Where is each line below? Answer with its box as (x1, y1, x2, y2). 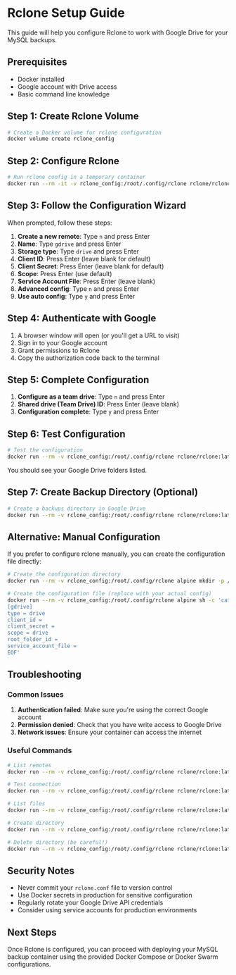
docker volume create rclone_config (7, 135, 114, 142)
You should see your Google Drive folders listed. (7, 466, 147, 474)
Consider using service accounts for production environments (17, 906, 197, 914)
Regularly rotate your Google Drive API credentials (17, 898, 164, 907)
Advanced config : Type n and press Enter (17, 284, 140, 293)
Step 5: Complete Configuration (7, 373, 150, 385)
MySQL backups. (7, 35, 58, 44)
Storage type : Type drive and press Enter (17, 247, 139, 255)
